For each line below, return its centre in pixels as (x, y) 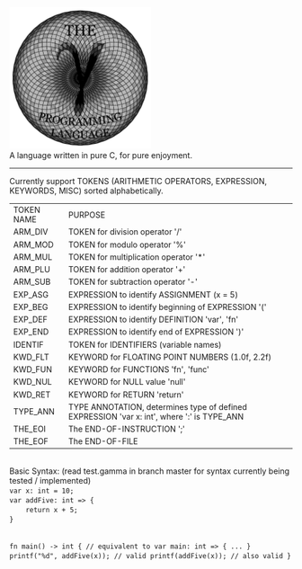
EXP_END (31, 332)
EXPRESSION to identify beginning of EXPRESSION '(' (168, 307)
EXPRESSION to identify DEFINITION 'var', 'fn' (154, 320)
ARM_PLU (32, 270)
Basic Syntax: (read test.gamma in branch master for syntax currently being (150, 471)
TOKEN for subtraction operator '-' (133, 282)
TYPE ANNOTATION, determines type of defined (158, 406)
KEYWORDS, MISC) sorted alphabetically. (86, 191)
